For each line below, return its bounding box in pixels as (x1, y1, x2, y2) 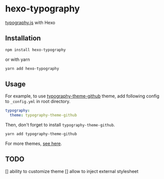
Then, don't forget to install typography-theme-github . (5, 122, 115, 128)
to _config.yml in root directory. (5, 98, 71, 104)
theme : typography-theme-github (9, 113, 77, 118)
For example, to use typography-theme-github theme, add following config (5, 93, 159, 99)
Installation (5, 34, 41, 42)
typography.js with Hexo (5, 19, 55, 25)
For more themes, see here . (5, 140, 62, 146)
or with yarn (5, 56, 30, 62)
